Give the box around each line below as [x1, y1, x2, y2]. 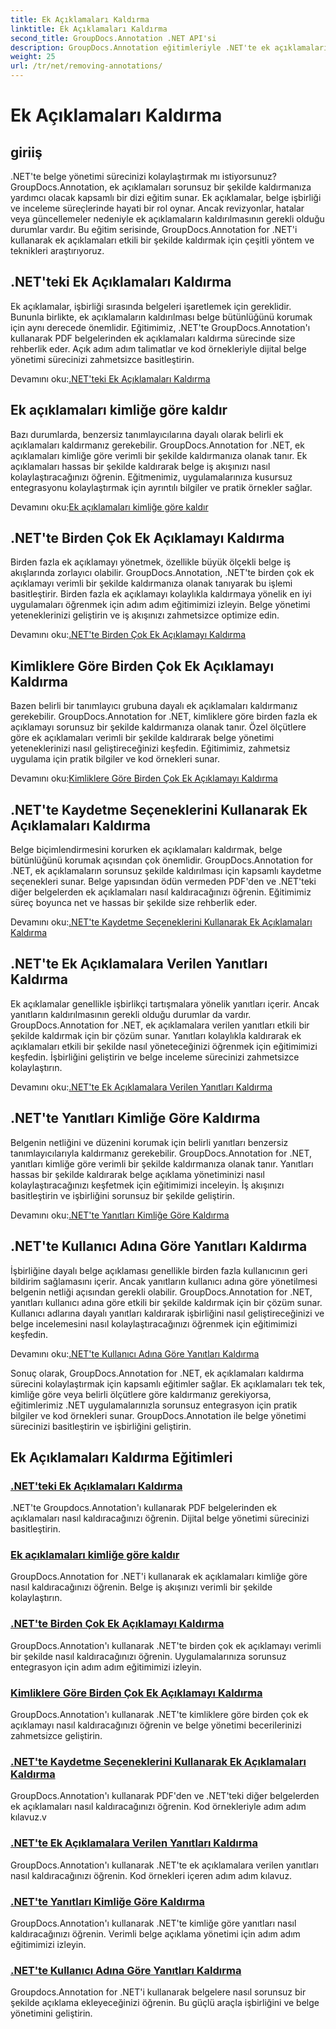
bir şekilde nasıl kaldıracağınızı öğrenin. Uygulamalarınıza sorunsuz [10, 1650, 287, 1662]
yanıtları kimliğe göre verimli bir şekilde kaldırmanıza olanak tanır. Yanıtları [10, 1157, 314, 1170]
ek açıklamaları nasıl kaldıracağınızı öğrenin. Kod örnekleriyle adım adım [10, 1801, 307, 1813]
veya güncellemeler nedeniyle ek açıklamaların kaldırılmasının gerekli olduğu [10, 213, 325, 225]
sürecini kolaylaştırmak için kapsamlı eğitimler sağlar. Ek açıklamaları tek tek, [10, 1377, 326, 1390]
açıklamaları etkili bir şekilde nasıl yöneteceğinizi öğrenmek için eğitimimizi [10, 1040, 318, 1052]
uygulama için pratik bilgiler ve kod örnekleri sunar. [10, 753, 220, 765]
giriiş [10, 144, 43, 161]
